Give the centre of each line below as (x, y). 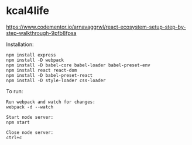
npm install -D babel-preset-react (49, 75)
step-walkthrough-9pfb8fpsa (41, 33)
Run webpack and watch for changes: (51, 102)
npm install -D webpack (35, 60)
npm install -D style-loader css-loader (56, 80)
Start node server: (30, 117)
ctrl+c (14, 137)
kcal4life (28, 11)
